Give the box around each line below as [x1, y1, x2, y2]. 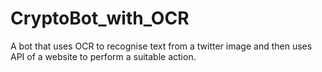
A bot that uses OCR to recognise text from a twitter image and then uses [10, 40, 313, 52]
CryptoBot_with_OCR [10, 7, 190, 30]
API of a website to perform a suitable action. [10, 50, 197, 62]
